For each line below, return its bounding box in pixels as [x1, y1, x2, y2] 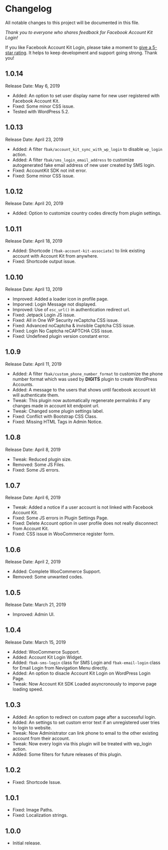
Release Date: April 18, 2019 [5, 238, 62, 244]
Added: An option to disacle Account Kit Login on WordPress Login [12, 670, 151, 676]
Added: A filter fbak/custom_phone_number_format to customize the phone [12, 370, 163, 376]
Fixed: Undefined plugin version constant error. [12, 333, 110, 339]
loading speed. [12, 686, 43, 692]
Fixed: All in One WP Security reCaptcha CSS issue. [12, 317, 119, 323]
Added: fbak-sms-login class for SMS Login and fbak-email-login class [12, 660, 161, 666]
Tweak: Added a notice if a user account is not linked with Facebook [12, 504, 153, 510]
